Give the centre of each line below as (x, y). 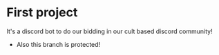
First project (42, 13)
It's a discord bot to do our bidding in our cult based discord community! (109, 31)
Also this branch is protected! (58, 44)
